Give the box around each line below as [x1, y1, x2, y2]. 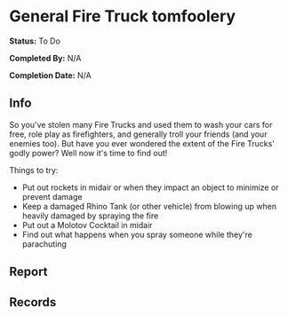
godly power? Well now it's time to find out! [9, 147, 168, 158]
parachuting [21, 238, 67, 249]
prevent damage [21, 191, 83, 201]
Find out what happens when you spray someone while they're [21, 229, 253, 240]
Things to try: [9, 164, 59, 175]
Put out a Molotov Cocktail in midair [21, 219, 153, 230]
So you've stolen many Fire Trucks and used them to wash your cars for [9, 119, 273, 130]
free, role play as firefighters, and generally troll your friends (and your [9, 129, 268, 139]
